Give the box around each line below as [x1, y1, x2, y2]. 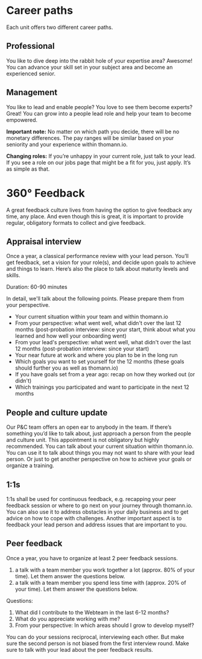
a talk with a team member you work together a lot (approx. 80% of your [14, 566, 195, 573]
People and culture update [6, 408, 108, 418]
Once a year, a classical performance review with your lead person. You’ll [6, 253, 189, 260]
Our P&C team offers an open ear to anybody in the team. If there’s [6, 423, 172, 431]
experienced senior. [6, 70, 56, 77]
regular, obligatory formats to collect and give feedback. [6, 219, 146, 226]
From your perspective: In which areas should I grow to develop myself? [14, 622, 194, 629]
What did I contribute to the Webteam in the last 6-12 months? [14, 608, 169, 616]
